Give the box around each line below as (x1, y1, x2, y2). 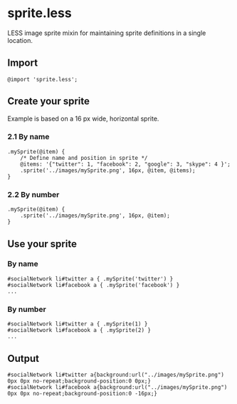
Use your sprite (7, 238, 77, 250)
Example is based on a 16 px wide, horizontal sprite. (7, 114, 159, 123)
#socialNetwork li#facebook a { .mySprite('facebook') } (7, 281, 180, 288)
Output (7, 352, 39, 365)
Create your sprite (7, 95, 90, 108)
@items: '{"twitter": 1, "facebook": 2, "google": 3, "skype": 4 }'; (20, 161, 231, 168)
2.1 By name (7, 132, 50, 142)
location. (7, 36, 33, 44)
